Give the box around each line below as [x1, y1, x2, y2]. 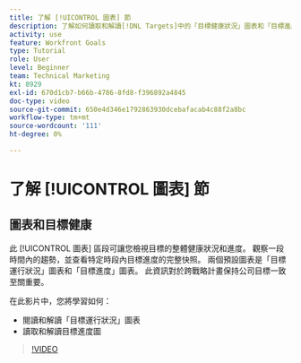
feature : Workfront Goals [9, 38, 106, 48]
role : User [9, 55, 50, 64]
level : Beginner [9, 64, 70, 73]
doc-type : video [9, 96, 70, 106]
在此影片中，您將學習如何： [9, 295, 112, 306]
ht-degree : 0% [9, 130, 63, 139]
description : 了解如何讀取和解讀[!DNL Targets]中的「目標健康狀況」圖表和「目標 [9, 22, 285, 30]
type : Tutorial [9, 47, 66, 56]
